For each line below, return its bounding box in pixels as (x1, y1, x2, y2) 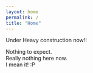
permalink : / (5, 14, 39, 21)
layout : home (5, 8, 39, 15)
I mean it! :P (5, 61, 36, 68)
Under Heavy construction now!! (5, 37, 88, 44)
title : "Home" (5, 20, 42, 26)
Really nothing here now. (5, 55, 67, 62)
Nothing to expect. (5, 48, 52, 56)
